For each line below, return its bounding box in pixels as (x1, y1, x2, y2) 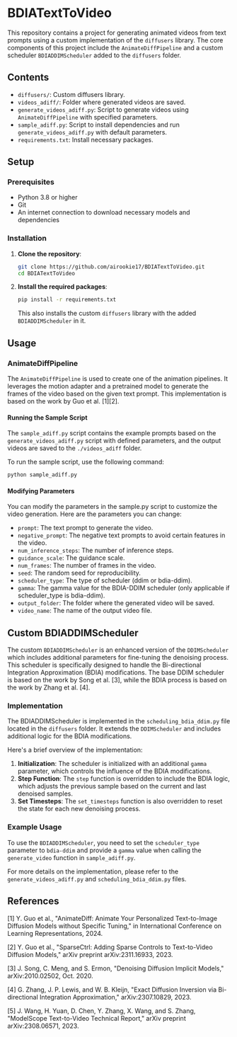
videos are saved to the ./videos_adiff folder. (7, 444, 142, 452)
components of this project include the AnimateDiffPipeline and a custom (7, 43, 224, 52)
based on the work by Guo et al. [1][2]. (7, 397, 120, 406)
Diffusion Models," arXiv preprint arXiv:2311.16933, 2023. (7, 950, 173, 958)
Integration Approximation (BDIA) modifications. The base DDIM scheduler (7, 668, 225, 677)
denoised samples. (17, 789, 73, 798)
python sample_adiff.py (7, 471, 78, 479)
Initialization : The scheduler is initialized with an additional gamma (17, 760, 207, 768)
